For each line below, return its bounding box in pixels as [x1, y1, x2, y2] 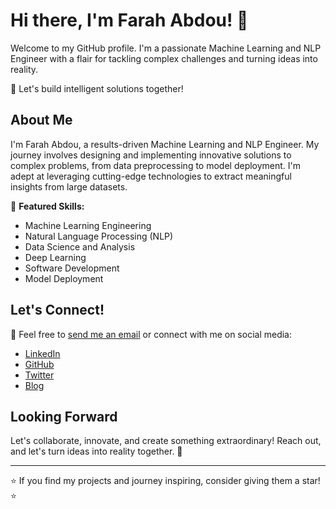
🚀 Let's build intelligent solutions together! [10, 82, 184, 94]
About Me [10, 112, 73, 129]
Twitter [24, 369, 55, 381]
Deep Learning [24, 251, 87, 263]
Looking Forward [10, 408, 118, 425]
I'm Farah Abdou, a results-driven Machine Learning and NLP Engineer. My [10, 138, 320, 150]
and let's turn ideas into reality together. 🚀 [10, 445, 183, 458]
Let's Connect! [10, 302, 105, 319]
